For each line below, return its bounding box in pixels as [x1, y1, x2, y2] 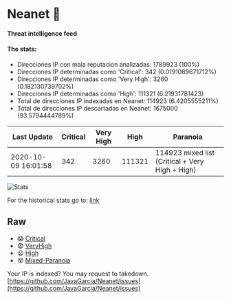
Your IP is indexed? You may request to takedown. [7, 269, 149, 278]
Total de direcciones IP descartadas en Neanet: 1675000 [16, 104, 178, 112]
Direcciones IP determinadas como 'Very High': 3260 [16, 75, 168, 83]
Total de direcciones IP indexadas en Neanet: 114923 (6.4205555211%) [16, 96, 219, 105]
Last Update [12, 132, 54, 142]
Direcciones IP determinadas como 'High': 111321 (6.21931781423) [16, 89, 204, 98]
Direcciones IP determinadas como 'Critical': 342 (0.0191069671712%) [16, 67, 217, 76]
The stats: [7, 45, 37, 54]
